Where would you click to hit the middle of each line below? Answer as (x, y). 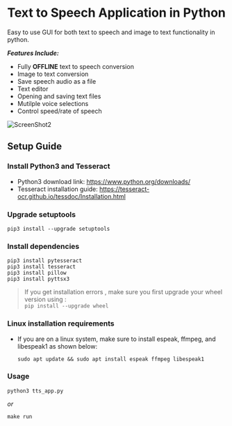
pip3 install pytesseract (44, 261)
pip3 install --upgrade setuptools (59, 229)
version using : (45, 299)
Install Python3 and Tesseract (59, 167)
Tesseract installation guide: (58, 189)
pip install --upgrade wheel (66, 306)
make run (20, 416)
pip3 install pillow (37, 273)
